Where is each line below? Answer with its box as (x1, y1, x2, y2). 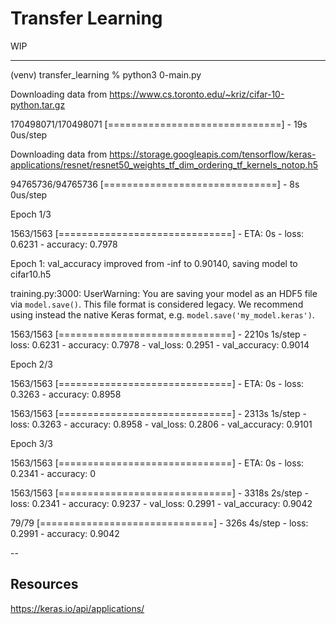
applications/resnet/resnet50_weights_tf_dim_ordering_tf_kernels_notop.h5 (10, 158, 319, 171)
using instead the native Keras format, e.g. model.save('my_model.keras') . (10, 308, 315, 321)
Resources (10, 576, 79, 593)
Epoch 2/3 (10, 358, 53, 370)
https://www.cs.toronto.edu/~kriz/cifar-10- (109, 88, 285, 100)
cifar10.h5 (10, 268, 52, 280)
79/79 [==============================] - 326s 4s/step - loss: (10, 517, 309, 529)
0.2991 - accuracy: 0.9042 (10, 527, 120, 539)
